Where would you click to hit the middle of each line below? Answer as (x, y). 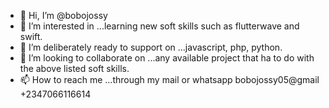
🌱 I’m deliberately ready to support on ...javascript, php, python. (151, 47)
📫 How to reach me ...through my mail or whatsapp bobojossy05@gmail (169, 79)
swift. (31, 36)
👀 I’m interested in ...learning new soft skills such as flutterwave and (159, 26)
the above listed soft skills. (74, 68)
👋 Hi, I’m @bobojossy (63, 15)
